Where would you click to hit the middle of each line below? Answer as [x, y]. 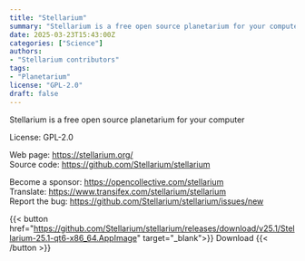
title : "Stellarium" [49, 18]
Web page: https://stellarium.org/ [71, 154]
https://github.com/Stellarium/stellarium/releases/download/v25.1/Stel [164, 228]
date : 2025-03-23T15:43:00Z [63, 34]
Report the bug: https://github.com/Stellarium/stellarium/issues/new [137, 201]
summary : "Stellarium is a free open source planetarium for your [138, 26]
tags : [20, 69]
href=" [22, 228]
